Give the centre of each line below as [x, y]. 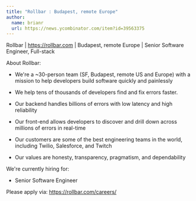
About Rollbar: [24, 63]
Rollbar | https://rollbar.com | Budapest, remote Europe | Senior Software [95, 45]
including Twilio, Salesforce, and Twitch [63, 146]
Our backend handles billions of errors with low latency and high [94, 104]
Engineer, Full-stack [31, 52]
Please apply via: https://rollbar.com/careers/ [61, 192]
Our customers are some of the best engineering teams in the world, [99, 140]
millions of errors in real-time [50, 128]
